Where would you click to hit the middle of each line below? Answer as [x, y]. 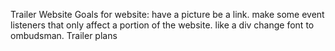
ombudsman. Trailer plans [64, 35]
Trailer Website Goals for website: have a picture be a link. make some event [167, 14]
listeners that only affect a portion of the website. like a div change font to [162, 25]
